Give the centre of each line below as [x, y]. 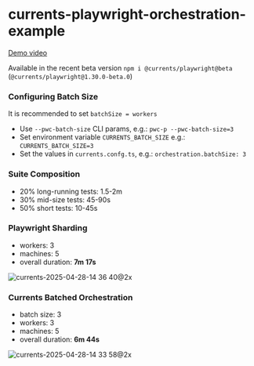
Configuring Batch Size [53, 96]
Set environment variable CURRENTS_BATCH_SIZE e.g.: [102, 137]
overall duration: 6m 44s [60, 339]
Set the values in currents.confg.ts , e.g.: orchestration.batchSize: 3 [133, 154]
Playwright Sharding [48, 228]
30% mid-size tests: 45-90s [65, 199]
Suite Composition [44, 174]
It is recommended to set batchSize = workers [83, 114]
